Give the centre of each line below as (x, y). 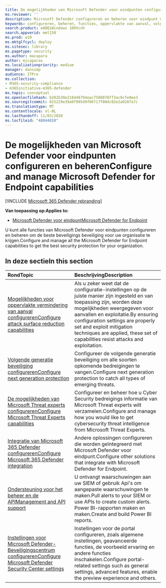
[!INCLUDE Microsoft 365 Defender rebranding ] (54, 201)
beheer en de (23, 496)
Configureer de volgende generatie (115, 354)
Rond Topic (21, 275)
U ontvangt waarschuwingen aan (113, 477)
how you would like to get (104, 417)
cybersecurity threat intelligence (112, 424)
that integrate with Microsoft (107, 463)
